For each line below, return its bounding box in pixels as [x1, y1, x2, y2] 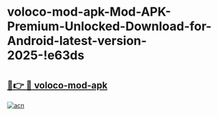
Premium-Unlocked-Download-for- [7, 18, 212, 34]
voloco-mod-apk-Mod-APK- [7, 4, 172, 20]
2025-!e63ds [7, 48, 85, 63]
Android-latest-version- [7, 33, 147, 48]
